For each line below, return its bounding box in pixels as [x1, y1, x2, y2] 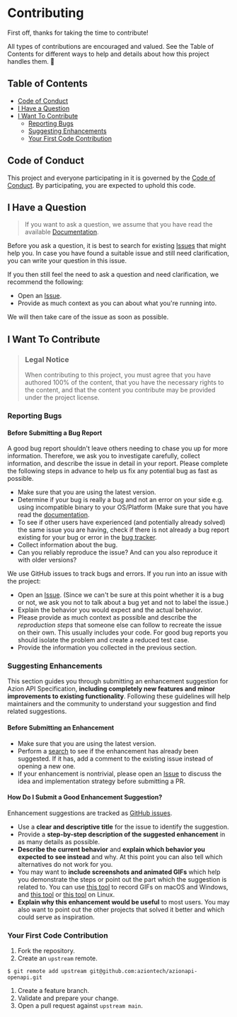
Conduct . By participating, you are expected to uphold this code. [7, 181, 196, 189]
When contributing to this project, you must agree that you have [24, 370, 211, 380]
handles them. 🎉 [7, 57, 55, 65]
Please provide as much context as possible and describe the [17, 613, 197, 622]
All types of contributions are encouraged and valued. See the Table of [7, 42, 214, 50]
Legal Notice [24, 354, 69, 364]
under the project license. [24, 393, 100, 402]
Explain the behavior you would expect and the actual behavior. [17, 606, 203, 614]
